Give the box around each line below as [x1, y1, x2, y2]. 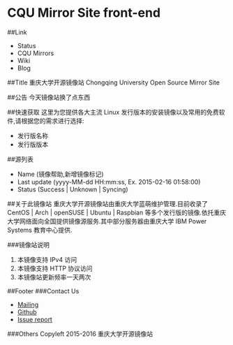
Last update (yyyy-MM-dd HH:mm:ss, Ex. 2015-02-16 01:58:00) [17, 177, 201, 186]
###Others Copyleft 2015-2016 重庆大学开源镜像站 [7, 330, 153, 338]
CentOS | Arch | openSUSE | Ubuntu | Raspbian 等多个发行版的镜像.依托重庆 [7, 208, 227, 216]
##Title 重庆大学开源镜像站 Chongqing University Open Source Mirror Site [7, 78, 220, 87]
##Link [7, 28, 27, 36]
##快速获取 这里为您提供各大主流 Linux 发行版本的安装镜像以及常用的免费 [7, 108, 220, 116]
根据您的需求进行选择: [21, 117, 85, 125]
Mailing [17, 300, 39, 309]
